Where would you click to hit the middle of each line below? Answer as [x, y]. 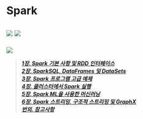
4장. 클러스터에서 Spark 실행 [56, 86]
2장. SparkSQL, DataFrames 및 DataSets [74, 71]
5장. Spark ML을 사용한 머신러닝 [60, 94]
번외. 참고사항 [38, 109]
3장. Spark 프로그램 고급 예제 [57, 79]
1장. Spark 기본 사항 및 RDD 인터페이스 [68, 63]
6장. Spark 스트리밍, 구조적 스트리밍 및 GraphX [79, 101]
